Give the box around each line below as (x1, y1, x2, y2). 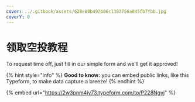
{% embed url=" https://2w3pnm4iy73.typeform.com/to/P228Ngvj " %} (6, 89, 176, 96)
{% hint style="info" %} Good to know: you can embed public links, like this (6, 72, 189, 79)
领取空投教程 (6, 41, 69, 54)
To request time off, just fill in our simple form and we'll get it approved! (6, 61, 178, 68)
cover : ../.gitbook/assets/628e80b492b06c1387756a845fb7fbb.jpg (6, 8, 166, 15)
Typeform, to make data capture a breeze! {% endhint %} (6, 78, 145, 85)
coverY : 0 (6, 14, 30, 20)
